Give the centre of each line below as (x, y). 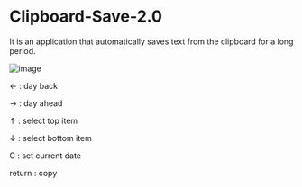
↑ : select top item (44, 120)
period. (23, 50)
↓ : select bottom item (51, 138)
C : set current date (45, 156)
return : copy (33, 173)
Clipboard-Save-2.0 (86, 17)
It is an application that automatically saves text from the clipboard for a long (151, 41)
